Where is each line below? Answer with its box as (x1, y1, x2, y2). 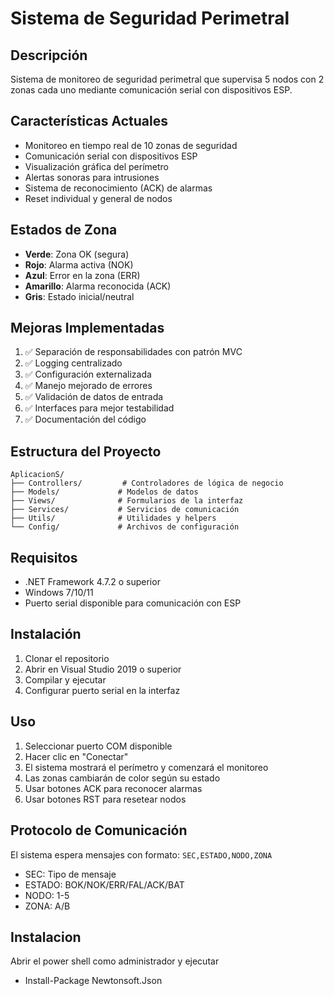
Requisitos (10, 549, 78, 566)
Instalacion (10, 928, 82, 946)
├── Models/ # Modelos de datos (10, 487, 199, 497)
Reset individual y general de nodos (24, 192, 173, 204)
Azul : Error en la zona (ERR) (24, 269, 141, 281)
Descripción (10, 47, 88, 64)
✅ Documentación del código (24, 413, 147, 426)
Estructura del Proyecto (10, 443, 162, 460)
